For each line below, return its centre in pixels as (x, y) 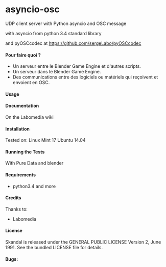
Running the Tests (25, 152)
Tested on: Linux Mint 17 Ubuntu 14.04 (45, 140)
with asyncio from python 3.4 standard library (53, 33)
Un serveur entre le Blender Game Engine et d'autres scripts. (77, 66)
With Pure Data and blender (34, 163)
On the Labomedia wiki (29, 117)
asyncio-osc (32, 9)
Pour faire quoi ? (23, 55)
